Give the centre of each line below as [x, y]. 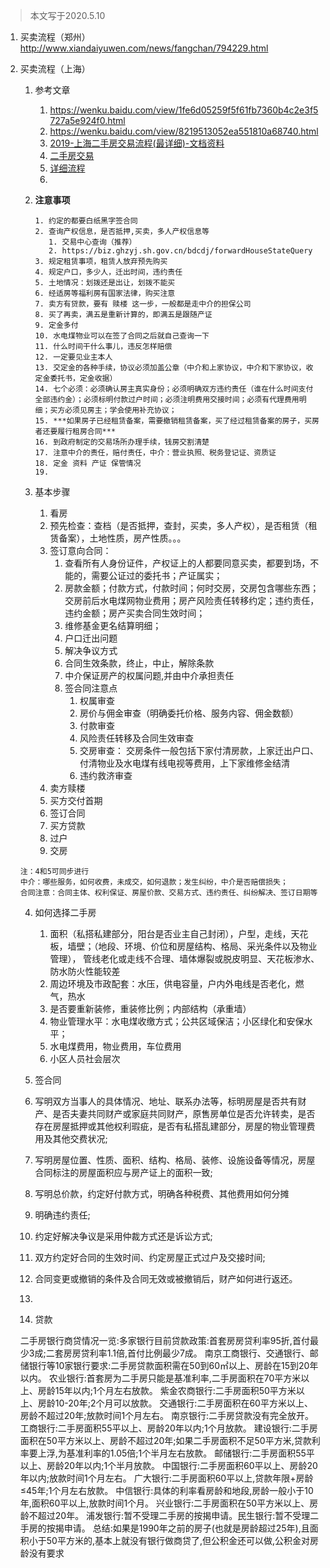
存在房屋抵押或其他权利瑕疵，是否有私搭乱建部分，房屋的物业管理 [170, 1126]
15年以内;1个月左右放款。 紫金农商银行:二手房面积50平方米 [175, 1390]
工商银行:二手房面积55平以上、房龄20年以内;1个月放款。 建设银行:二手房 [168, 1428]
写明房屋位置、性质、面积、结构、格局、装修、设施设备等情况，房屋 [175, 1160]
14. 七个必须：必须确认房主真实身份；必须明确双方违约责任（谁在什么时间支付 [174, 389]
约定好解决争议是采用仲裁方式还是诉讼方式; [123, 1236]
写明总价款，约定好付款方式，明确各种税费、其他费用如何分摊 [162, 1193]
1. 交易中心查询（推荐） [92, 242]
